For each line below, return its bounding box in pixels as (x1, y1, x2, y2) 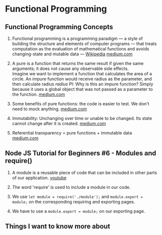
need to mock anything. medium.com (12, 106, 87, 112)
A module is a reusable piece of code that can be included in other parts (12, 169, 157, 175)
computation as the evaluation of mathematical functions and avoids (12, 46, 149, 51)
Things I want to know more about (5, 222, 110, 231)
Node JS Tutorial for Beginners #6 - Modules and (5, 149, 157, 157)
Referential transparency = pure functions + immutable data (12, 130, 132, 135)
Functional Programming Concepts (5, 23, 113, 31)
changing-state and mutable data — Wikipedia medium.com (12, 51, 133, 57)
